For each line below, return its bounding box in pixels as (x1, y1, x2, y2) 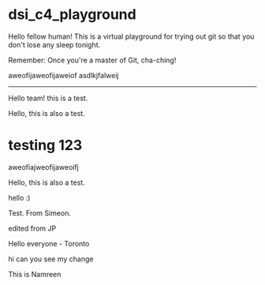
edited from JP (8, 223, 57, 233)
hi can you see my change (8, 254, 94, 264)
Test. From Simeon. (8, 208, 72, 218)
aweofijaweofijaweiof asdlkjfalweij (8, 70, 119, 80)
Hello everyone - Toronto (8, 238, 90, 248)
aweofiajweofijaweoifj (8, 162, 79, 171)
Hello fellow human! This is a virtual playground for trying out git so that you (8, 32, 255, 41)
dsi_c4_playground (8, 6, 136, 24)
